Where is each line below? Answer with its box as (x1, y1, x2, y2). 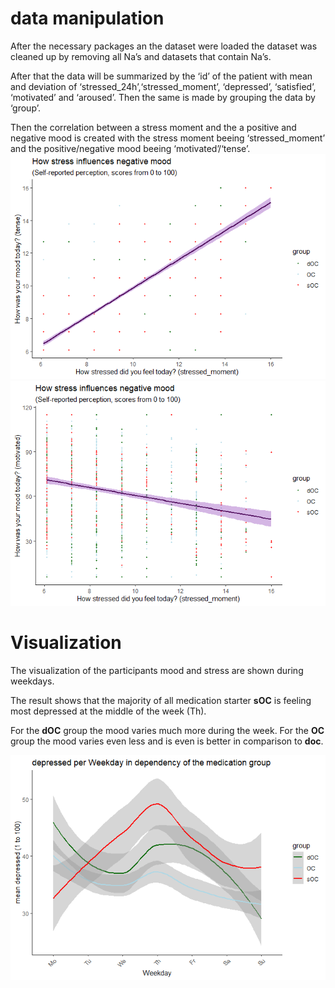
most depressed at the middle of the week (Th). (10, 705, 207, 717)
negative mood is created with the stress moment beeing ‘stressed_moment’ (10, 132, 326, 144)
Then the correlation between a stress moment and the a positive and (10, 121, 297, 133)
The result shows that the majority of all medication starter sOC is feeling (10, 694, 312, 706)
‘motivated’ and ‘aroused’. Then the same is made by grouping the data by (10, 91, 316, 103)
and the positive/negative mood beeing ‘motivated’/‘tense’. (10, 142, 251, 154)
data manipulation (10, 7, 165, 30)
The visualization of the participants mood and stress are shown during (10, 664, 304, 676)
